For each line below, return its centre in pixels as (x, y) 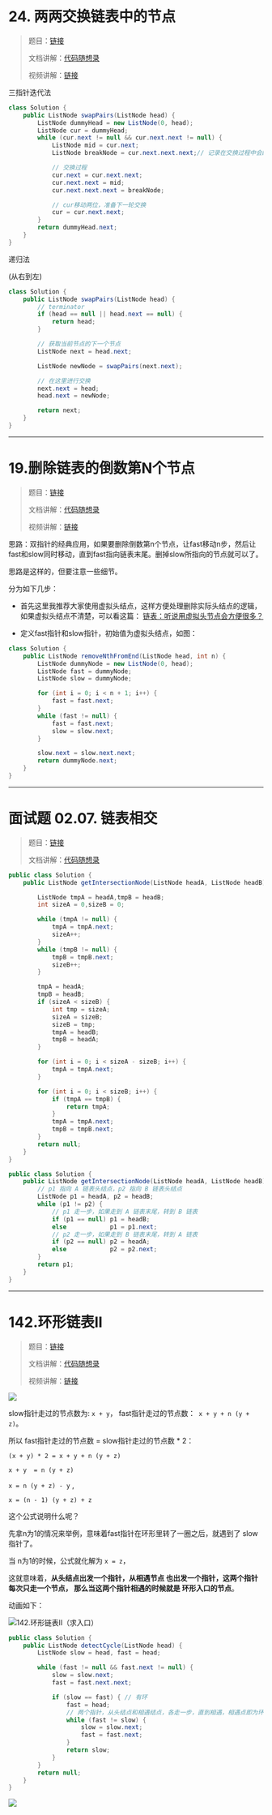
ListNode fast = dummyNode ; (85, 671)
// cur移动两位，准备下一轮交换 (99, 205)
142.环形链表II (55, 1322)
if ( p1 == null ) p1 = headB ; (101, 1219)
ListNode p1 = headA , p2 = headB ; (96, 1197)
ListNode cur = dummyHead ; (83, 131)
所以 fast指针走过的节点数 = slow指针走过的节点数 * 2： (101, 1440)
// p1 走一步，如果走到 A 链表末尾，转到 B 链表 (125, 1212)
